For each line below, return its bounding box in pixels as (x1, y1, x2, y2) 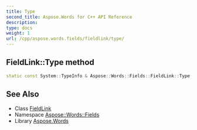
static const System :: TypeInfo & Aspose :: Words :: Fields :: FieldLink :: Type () (6, 73, 195, 79)
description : (6, 19, 38, 25)
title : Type (6, 8, 35, 15)
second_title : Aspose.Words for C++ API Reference (6, 14, 133, 20)
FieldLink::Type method (6, 57, 95, 67)
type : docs (6, 25, 33, 31)
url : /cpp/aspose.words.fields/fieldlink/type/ (6, 36, 125, 42)
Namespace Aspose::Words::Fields (14, 111, 100, 118)
